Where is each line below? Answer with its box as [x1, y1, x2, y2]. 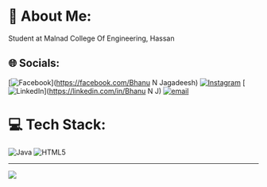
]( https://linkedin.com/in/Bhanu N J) [43, 86, 162, 95]
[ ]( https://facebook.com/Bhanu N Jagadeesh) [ [8, 77, 246, 87]
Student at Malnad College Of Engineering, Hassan [8, 33, 175, 43]
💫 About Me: [8, 7, 92, 25]
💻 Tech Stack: [8, 115, 106, 134]
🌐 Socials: [8, 56, 60, 70]
